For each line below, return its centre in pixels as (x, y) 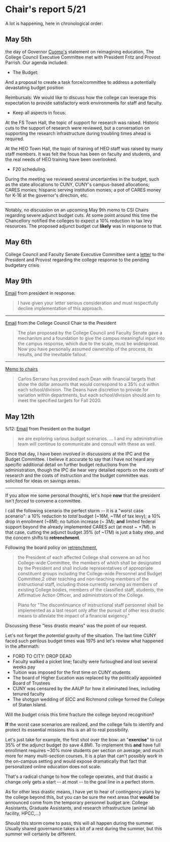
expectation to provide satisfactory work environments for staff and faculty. (84, 103)
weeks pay (24, 667)
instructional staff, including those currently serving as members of (88, 584)
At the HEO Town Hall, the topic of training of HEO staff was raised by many (84, 148)
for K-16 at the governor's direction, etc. (47, 195)
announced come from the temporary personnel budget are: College (77, 803)
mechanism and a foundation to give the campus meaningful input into (91, 338)
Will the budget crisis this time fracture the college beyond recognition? (80, 714)
